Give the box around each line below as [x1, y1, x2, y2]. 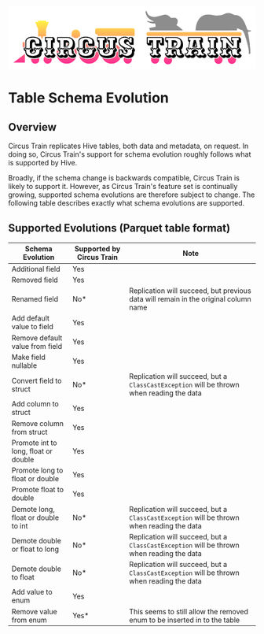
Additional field [11, 264, 60, 273]
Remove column [11, 418, 64, 428]
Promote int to [11, 438, 57, 447]
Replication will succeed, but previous [129, 286, 251, 295]
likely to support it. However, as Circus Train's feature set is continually [8, 182, 238, 191]
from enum [11, 615, 47, 625]
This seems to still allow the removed [129, 606, 249, 616]
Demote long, [11, 504, 55, 514]
